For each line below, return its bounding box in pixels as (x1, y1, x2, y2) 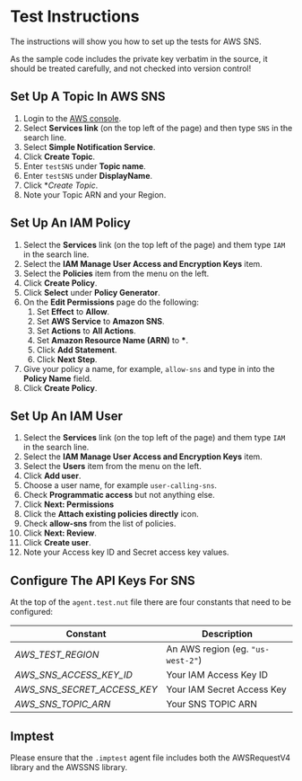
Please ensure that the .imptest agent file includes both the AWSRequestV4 (10, 752, 290, 763)
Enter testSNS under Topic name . (22, 160, 146, 172)
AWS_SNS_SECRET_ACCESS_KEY (14, 683, 158, 696)
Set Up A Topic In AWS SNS (10, 89, 166, 104)
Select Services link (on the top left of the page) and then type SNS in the (22, 122, 293, 133)
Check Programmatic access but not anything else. (22, 490, 216, 501)
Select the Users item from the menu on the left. (22, 461, 203, 472)
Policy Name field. (22, 373, 92, 384)
